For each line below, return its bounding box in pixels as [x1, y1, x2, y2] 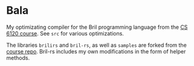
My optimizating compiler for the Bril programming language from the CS [6, 23, 188, 31]
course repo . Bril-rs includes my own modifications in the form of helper [6, 47, 186, 55]
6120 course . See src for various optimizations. [6, 29, 124, 37]
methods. [6, 54, 30, 61]
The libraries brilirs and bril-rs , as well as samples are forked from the [6, 41, 187, 49]
